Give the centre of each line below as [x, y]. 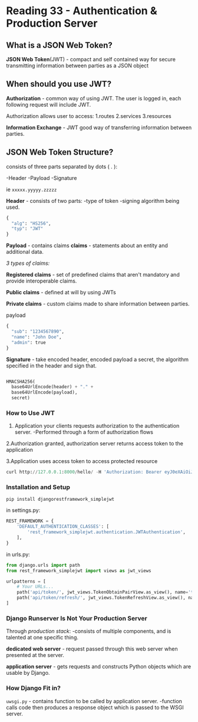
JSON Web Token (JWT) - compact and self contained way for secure [91, 59]
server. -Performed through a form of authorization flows [84, 432]
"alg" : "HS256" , [31, 223]
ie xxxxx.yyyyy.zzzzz [32, 189]
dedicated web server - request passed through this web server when [92, 649]
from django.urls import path [43, 565]
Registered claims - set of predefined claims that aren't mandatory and [93, 275]
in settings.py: [23, 510]
